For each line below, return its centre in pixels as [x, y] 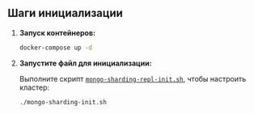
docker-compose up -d [55, 48]
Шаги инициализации [65, 13]
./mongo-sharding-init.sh [63, 102]
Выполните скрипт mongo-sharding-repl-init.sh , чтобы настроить [133, 78]
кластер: [34, 87]
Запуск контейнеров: [57, 32]
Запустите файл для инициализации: [85, 63]
